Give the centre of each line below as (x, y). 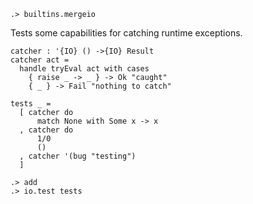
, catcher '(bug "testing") (78, 156)
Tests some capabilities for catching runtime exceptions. (126, 33)
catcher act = (40, 60)
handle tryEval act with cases (84, 69)
